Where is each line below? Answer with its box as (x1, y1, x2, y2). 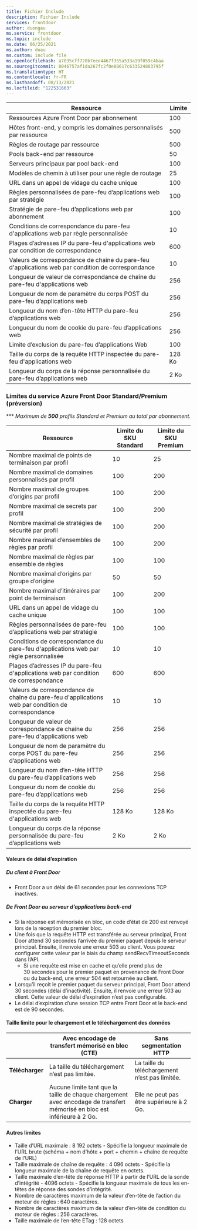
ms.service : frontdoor (6, 31, 62, 36)
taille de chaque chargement (49, 1090, 128, 1098)
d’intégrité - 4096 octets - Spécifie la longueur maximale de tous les (14, 1179, 180, 1186)
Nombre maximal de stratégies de (9, 519, 103, 527)
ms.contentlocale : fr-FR (6, 74, 67, 80)
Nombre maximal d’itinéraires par (9, 587, 101, 595)
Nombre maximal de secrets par (9, 502, 97, 510)
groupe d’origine (9, 577, 55, 586)
